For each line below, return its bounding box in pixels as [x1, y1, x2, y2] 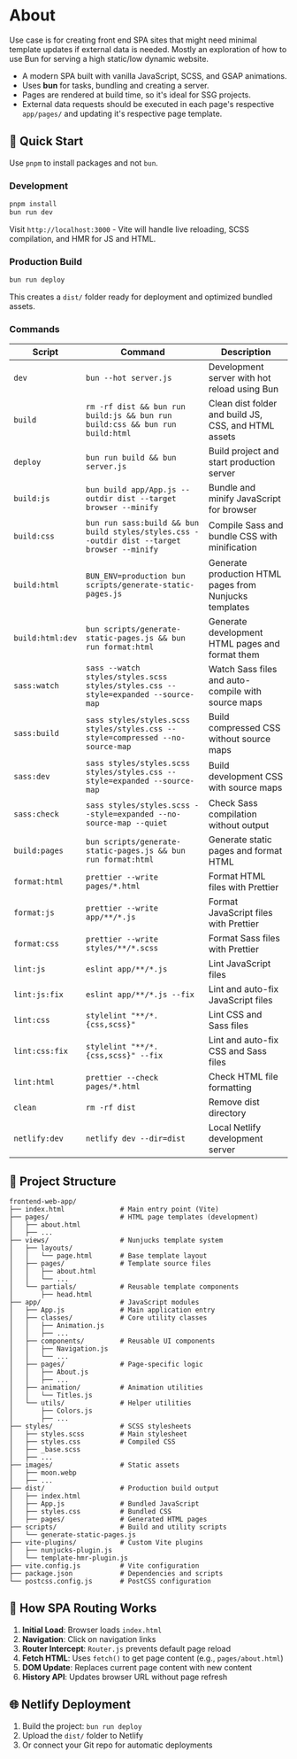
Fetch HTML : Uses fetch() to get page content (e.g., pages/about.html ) [21, 1653, 285, 1663]
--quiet [135, 818, 168, 828]
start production [208, 456, 276, 469]
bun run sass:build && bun [85, 518, 200, 528]
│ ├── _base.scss [9, 1445, 81, 1454]
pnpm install [9, 200, 57, 209]
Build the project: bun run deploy [21, 1720, 142, 1732]
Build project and [208, 445, 279, 457]
